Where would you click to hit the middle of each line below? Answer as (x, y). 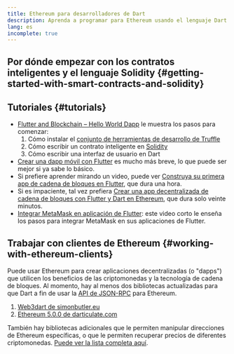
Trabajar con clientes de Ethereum (84, 243)
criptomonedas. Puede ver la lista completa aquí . (78, 343)
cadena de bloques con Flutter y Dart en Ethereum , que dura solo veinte (122, 199)
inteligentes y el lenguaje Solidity (81, 73)
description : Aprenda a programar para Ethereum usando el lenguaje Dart (117, 20)
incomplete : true (33, 33)
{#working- (188, 243)
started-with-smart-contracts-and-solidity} (106, 84)
